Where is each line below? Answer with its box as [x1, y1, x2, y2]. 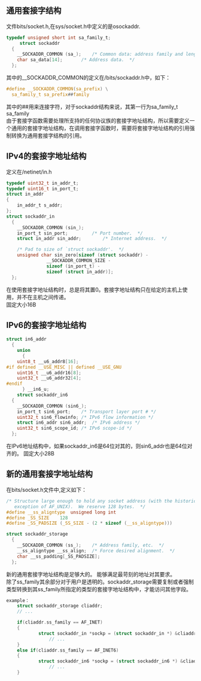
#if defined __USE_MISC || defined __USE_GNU [6, 364, 121, 370]
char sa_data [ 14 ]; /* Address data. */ [17, 57, 135, 63]
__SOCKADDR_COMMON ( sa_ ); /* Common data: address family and [17, 51, 184, 57]
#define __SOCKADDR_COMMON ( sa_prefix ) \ [6, 86, 109, 92]
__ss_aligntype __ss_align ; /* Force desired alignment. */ [17, 548, 175, 554]
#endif [6, 381, 23, 387]
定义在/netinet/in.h [6, 168, 52, 175]
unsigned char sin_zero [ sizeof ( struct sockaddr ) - [17, 252, 148, 259]
